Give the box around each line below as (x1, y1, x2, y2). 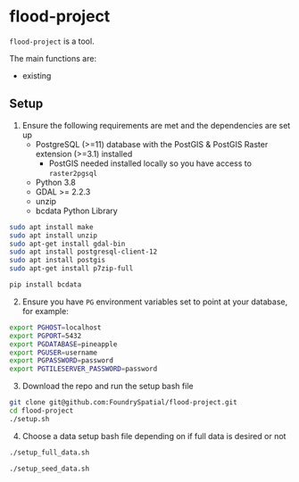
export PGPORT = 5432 (9, 331, 82, 340)
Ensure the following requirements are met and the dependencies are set (21, 120, 291, 130)
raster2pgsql (48, 169, 98, 178)
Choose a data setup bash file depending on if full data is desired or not (21, 430, 287, 441)
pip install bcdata (9, 280, 82, 289)
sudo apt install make (9, 222, 94, 231)
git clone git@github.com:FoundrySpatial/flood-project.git (9, 398, 238, 407)
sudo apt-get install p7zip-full (9, 264, 134, 273)
